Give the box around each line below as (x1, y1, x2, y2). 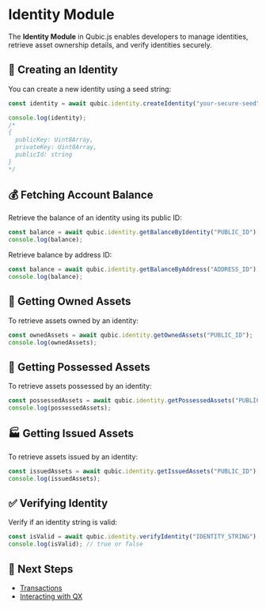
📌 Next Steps (8, 562, 74, 576)
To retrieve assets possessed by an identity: (8, 382, 152, 391)
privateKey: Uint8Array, (15, 143, 97, 151)
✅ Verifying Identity (8, 497, 108, 510)
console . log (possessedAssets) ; (8, 404, 112, 413)
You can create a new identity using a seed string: (8, 84, 172, 93)
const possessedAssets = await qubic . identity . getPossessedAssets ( (8, 397, 236, 405)
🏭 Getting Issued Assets (8, 427, 135, 440)
